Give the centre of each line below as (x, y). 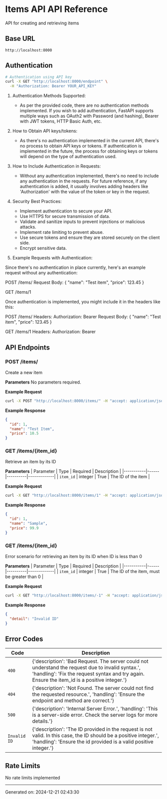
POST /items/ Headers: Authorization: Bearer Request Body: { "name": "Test (83, 317)
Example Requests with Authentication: (52, 258)
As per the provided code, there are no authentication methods (84, 105)
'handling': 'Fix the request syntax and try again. (88, 674)
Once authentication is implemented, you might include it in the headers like (83, 302)
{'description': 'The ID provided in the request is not (92, 729)
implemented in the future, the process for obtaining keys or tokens (89, 151)
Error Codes (24, 639)
